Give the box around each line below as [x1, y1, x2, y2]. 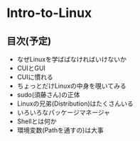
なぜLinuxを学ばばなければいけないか [16, 55, 127, 63]
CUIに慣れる [16, 73, 54, 81]
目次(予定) [6, 35, 51, 47]
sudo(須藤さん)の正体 [16, 91, 80, 98]
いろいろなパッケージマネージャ [16, 108, 111, 116]
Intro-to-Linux [6, 5, 92, 21]
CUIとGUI [16, 64, 45, 72]
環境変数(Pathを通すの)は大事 [16, 126, 104, 134]
